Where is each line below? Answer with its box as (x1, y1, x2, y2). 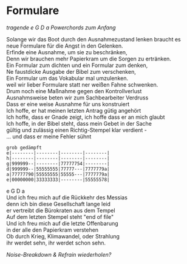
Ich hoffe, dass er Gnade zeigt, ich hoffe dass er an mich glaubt (6, 113, 165, 121)
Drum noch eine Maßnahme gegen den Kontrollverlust (6, 87, 142, 95)
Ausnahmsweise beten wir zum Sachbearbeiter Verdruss (6, 94, 149, 101)
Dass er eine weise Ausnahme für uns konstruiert (6, 100, 130, 107)
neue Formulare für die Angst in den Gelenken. (6, 42, 123, 49)
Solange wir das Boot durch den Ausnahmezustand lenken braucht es (6, 35, 181, 43)
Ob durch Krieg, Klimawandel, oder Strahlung (6, 232, 120, 240)
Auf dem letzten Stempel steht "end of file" (6, 213, 114, 220)
